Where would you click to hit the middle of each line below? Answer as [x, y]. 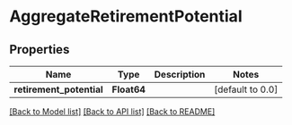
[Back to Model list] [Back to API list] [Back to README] [112, 112]
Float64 [129, 89]
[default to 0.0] [246, 89]
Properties [40, 50]
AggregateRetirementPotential [126, 17]
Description [180, 75]
